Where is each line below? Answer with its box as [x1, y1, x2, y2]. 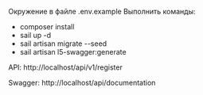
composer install [19, 22, 75, 31]
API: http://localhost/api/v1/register [8, 63, 123, 72]
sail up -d [19, 31, 52, 40]
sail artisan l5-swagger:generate [19, 47, 127, 56]
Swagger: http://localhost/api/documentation [8, 78, 156, 87]
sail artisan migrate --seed [19, 39, 107, 48]
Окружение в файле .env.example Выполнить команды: [8, 7, 197, 16]
